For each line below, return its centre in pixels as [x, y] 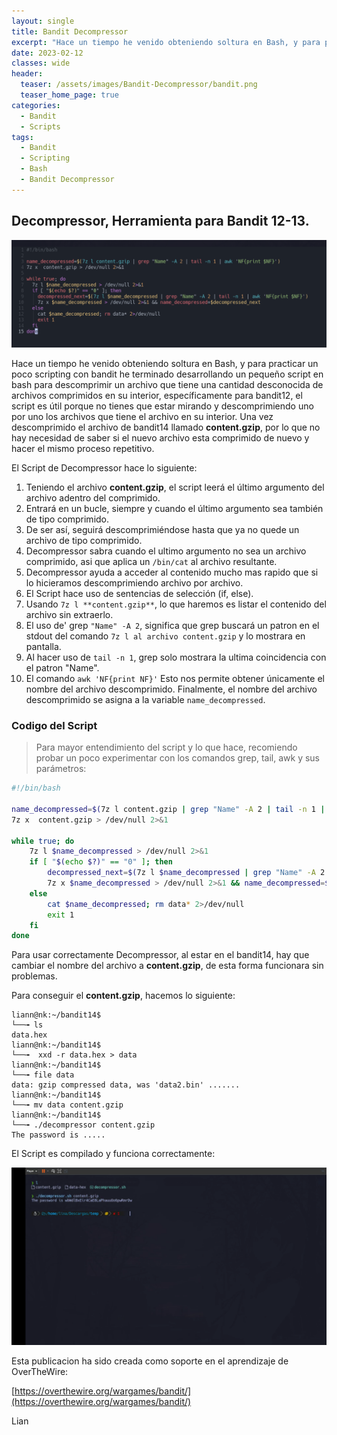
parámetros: [61, 769]
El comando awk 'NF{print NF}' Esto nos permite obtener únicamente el [175, 678]
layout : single [43, 21]
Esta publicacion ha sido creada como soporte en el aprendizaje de [150, 1361]
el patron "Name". [62, 667]
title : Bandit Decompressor [70, 31]
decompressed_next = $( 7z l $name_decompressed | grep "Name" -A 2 [186, 873]
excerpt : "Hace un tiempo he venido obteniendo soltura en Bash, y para [166, 42]
